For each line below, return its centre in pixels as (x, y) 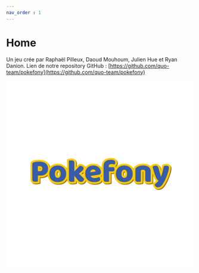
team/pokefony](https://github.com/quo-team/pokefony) (76, 72)
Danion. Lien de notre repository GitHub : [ (58, 66)
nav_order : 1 (24, 13)
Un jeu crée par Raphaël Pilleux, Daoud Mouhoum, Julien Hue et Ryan (92, 59)
